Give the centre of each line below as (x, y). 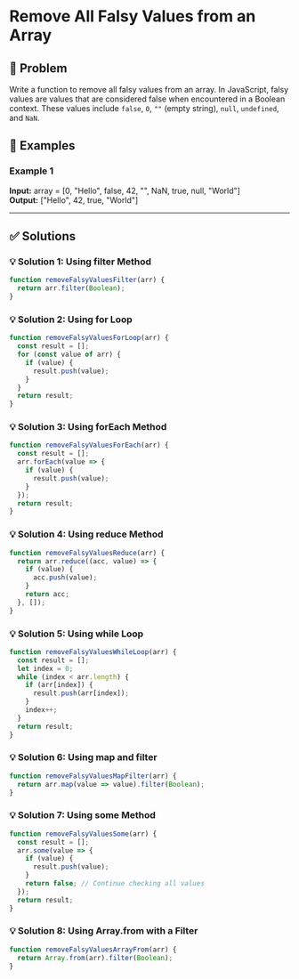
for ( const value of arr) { (69, 355)
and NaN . (24, 118)
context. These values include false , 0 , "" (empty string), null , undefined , (144, 108)
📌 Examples (42, 146)
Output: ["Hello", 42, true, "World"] (74, 200)
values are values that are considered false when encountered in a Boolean (147, 99)
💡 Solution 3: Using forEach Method (88, 427)
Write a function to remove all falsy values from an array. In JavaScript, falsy (149, 89)
